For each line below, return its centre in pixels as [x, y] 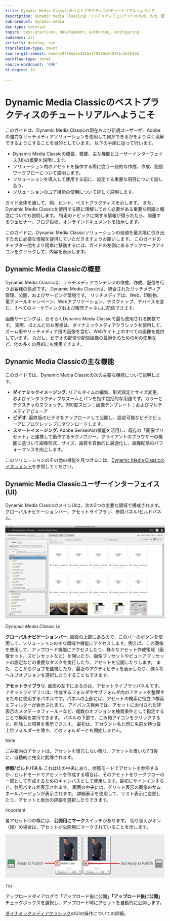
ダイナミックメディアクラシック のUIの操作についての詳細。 [67, 913]
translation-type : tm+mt [31, 48]
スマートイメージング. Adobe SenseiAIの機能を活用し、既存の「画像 [84, 430]
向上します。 [52, 449]
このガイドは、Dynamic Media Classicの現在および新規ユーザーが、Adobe [83, 130]
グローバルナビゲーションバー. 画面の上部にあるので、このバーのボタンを [82, 637]
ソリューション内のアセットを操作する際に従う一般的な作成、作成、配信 [88, 167]
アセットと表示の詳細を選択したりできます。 [65, 800]
